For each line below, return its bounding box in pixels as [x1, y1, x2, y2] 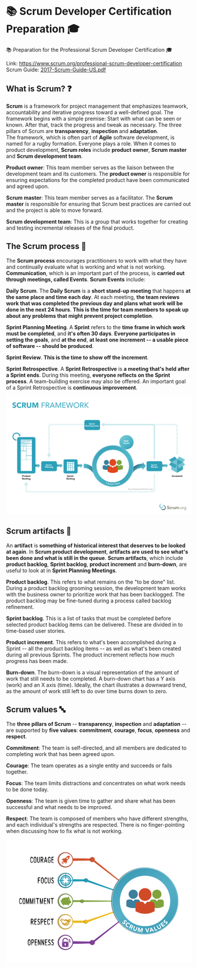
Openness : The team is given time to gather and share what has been [6, 797, 176, 804]
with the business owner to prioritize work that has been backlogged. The [6, 591, 185, 598]
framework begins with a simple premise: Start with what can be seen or [6, 115, 182, 122]
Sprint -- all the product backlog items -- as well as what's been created [6, 645, 181, 652]
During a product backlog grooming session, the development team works [6, 584, 186, 592]
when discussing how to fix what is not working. [6, 827, 123, 834]
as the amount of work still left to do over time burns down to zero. [6, 687, 168, 695]
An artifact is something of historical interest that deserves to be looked [6, 542, 186, 549]
